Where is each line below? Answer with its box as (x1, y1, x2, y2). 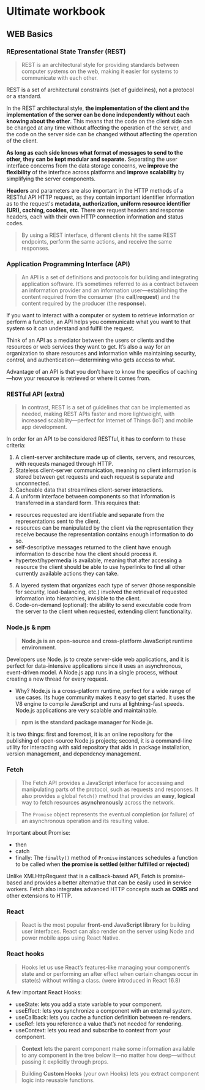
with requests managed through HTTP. (15, 460, 113, 468)
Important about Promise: (6, 829, 71, 837)
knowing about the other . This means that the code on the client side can (6, 117, 193, 125)
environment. (21, 643, 57, 651)
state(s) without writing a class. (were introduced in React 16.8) (21, 976, 181, 984)
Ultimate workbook (6, 4, 106, 18)
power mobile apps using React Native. (21, 934, 121, 941)
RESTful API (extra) (6, 390, 65, 398)
